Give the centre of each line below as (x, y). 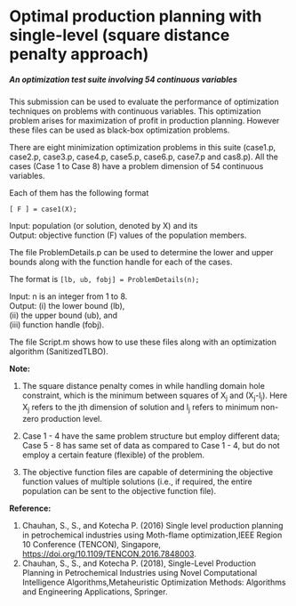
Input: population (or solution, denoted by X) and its (104, 226)
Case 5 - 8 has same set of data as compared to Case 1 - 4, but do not (151, 445)
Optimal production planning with (136, 16)
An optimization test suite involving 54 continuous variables (124, 79)
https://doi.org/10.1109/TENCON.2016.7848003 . (109, 553)
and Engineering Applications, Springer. (95, 591)
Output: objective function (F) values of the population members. (128, 235)
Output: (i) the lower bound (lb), (67, 306)
